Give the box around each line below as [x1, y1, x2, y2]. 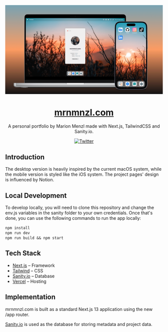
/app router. [5, 311, 29, 317]
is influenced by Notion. [5, 177, 54, 183]
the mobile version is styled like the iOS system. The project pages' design [5, 171, 159, 177]
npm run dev [5, 230, 30, 236]
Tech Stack [5, 249, 41, 257]
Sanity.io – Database [12, 273, 55, 279]
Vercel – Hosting [12, 278, 46, 284]
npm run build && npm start [5, 235, 64, 241]
